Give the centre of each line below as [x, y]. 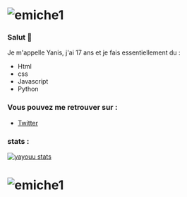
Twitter [28, 123]
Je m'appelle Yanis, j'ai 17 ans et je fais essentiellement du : [94, 52]
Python [28, 89]
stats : [18, 141]
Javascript [33, 81]
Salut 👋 [20, 38]
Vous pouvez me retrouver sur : [62, 108]
